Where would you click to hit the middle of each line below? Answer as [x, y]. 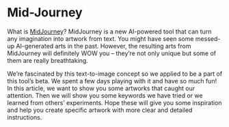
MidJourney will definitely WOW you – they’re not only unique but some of [112, 53]
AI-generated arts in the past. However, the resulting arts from [104, 46]
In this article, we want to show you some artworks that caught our [101, 88]
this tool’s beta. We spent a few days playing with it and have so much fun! [112, 81]
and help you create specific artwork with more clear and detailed [100, 110]
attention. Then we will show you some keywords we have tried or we [105, 95]
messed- [208, 38]
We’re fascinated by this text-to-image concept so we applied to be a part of [115, 74]
